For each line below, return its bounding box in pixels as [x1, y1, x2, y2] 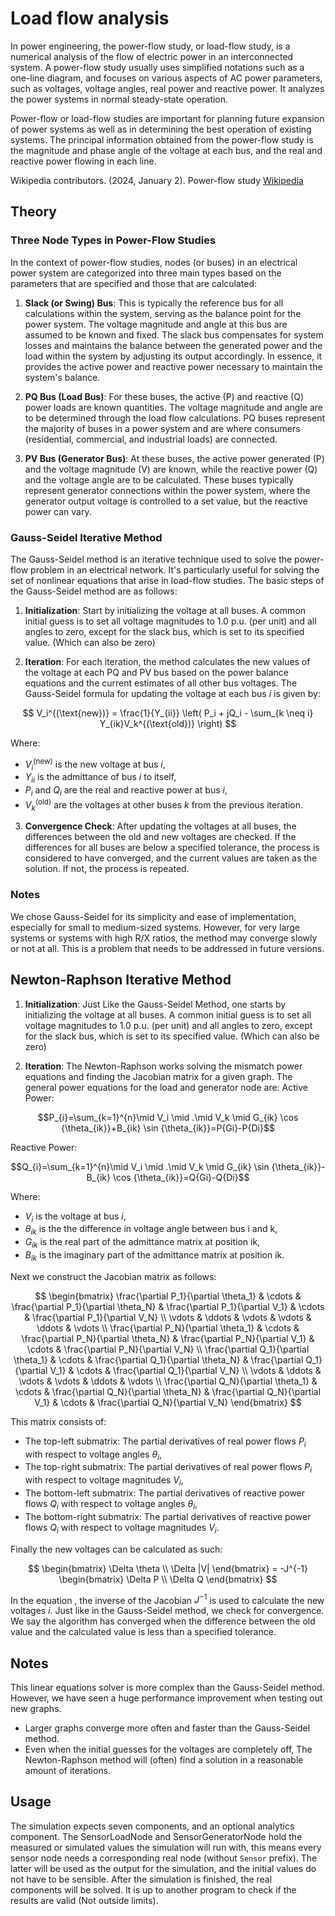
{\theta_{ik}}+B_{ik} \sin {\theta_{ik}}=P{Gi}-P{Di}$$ [61, 1122, 275, 1134]
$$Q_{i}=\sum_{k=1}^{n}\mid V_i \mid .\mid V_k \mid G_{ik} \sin [10, 1160, 270, 1172]
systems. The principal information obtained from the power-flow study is [10, 133, 314, 146]
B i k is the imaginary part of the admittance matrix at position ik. [24, 1248, 285, 1263]
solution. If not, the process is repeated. [24, 863, 190, 875]
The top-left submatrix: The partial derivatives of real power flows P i [24, 1435, 307, 1449]
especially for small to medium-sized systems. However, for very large [10, 921, 301, 933]
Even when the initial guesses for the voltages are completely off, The [24, 1743, 313, 1755]
